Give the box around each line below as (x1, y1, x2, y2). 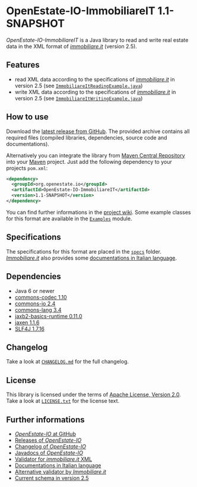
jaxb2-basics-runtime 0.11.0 (14, 312, 82, 320)
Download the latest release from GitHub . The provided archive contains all (6, 128, 190, 135)
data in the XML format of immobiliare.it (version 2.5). (6, 43, 138, 50)
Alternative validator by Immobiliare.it (14, 468, 107, 475)
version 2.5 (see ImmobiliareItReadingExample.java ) (14, 82, 143, 89)
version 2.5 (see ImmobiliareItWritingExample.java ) (14, 94, 143, 102)
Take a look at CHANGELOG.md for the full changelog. (6, 358, 129, 365)
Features (6, 60, 40, 70)
